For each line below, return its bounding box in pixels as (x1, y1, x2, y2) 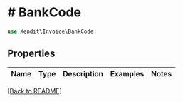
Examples (110, 68, 145, 78)
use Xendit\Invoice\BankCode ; (7, 28, 98, 35)
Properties (7, 48, 56, 60)
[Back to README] (7, 86, 62, 95)
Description (63, 68, 103, 78)
